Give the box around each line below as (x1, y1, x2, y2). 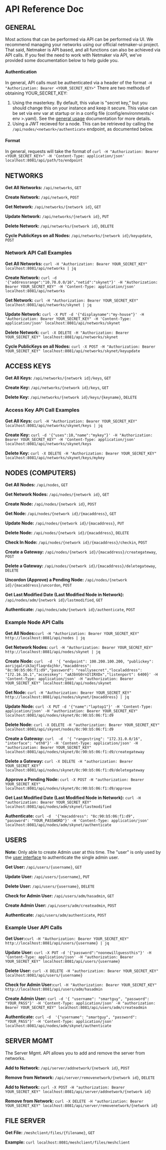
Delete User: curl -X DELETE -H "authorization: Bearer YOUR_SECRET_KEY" (5, 967, 159, 974)
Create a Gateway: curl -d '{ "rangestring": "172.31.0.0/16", (5, 735, 142, 741)
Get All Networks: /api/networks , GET (5, 185, 82, 191)
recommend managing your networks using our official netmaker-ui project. (5, 42, 160, 48)
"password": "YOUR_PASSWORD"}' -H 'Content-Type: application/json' (5, 818, 149, 823)
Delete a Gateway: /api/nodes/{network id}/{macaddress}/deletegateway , (5, 563, 157, 569)
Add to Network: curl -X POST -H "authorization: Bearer (5, 1084, 125, 1090)
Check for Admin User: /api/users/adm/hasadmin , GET (5, 892, 115, 898)
